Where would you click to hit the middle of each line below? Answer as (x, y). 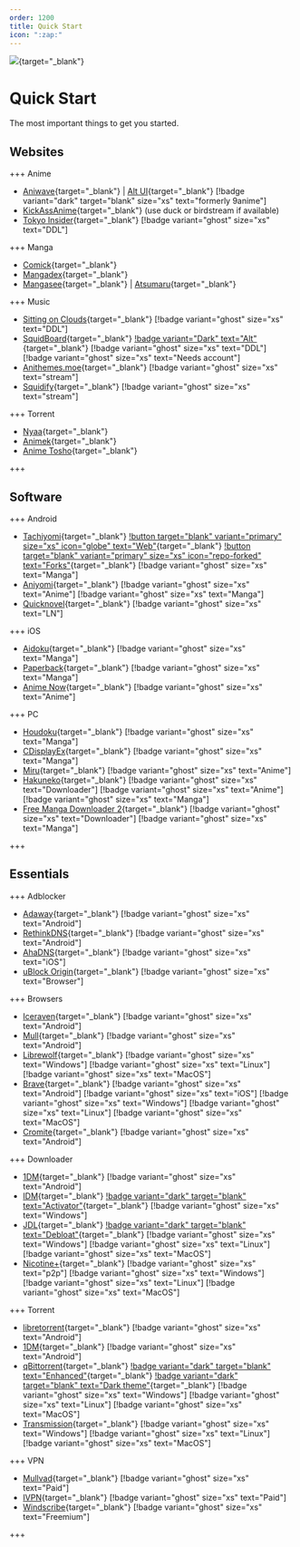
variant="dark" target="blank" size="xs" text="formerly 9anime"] (145, 201)
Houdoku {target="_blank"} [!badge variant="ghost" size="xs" (138, 732)
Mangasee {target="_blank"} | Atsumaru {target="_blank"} (129, 284)
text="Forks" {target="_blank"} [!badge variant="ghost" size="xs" (145, 565)
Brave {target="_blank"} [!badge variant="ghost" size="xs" (132, 1084)
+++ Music (30, 302)
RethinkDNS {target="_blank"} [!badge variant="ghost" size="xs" (143, 933)
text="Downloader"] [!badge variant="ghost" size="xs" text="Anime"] (153, 789)
